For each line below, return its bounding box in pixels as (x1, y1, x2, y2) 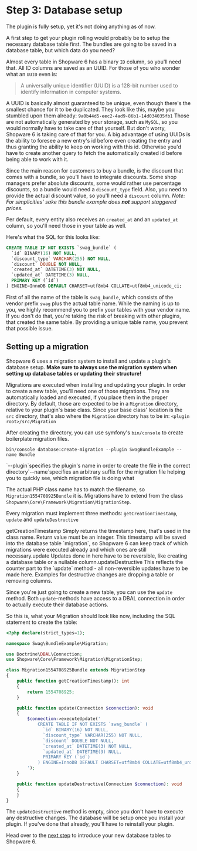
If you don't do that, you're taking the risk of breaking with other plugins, (6, 312, 182, 319)
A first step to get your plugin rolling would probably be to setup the (6, 34, 170, 41)
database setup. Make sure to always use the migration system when (6, 363, 177, 370)
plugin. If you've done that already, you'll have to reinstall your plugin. (6, 820, 174, 828)
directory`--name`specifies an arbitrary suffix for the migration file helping (6, 468, 186, 475)
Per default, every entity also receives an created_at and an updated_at (6, 215, 178, 223)
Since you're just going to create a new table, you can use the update (6, 588, 173, 596)
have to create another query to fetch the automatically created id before (6, 149, 182, 156)
